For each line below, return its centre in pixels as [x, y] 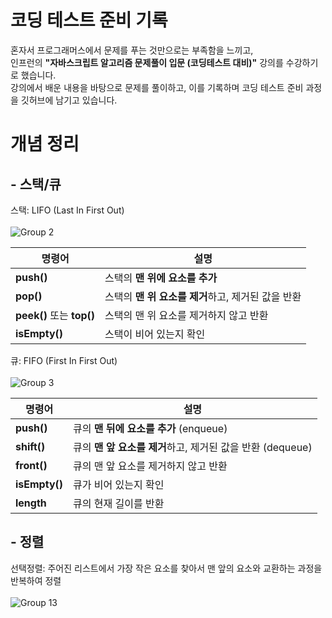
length [31, 503]
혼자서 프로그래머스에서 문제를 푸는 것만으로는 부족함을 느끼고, [132, 50]
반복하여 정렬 [36, 580]
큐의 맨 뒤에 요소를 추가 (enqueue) [150, 428]
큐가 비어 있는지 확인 [119, 484]
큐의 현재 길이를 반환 [119, 503]
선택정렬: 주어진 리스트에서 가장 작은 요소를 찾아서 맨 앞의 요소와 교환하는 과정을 [166, 568]
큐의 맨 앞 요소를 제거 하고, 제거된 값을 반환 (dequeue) [193, 447]
